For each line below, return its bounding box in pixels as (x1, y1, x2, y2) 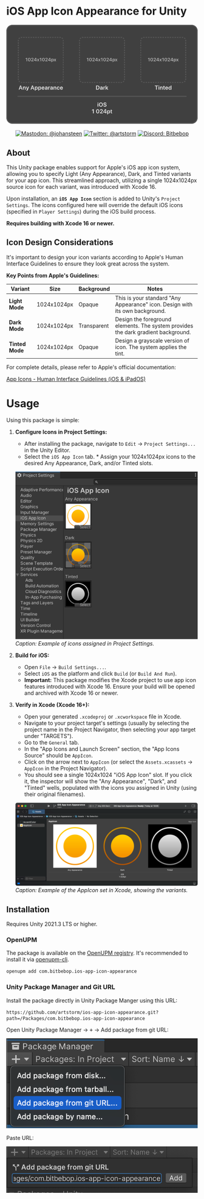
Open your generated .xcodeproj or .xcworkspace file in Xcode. (24, 712, 182, 720)
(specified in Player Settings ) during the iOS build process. (6, 208, 156, 215)
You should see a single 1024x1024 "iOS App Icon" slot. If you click (24, 771, 192, 778)
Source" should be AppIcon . (24, 751, 93, 759)
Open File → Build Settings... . (24, 663, 106, 670)
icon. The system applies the (115, 343, 187, 351)
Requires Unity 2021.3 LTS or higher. (6, 921, 98, 928)
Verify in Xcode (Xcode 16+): (15, 701, 90, 708)
